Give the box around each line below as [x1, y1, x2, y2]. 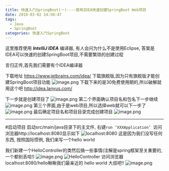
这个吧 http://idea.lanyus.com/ [9, 85, 72, 91]
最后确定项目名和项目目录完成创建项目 [33, 109, 113, 115]
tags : [5, 17, 17, 22]
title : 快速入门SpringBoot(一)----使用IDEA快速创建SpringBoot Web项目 [5, 7, 147, 13]
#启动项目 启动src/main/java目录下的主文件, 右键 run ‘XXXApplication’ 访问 [5, 124, 162, 130]
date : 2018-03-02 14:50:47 [5, 12, 62, 17]
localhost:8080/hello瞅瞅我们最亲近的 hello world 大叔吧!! [5, 160, 125, 166]
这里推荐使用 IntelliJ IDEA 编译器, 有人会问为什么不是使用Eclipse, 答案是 [5, 45, 155, 51]
